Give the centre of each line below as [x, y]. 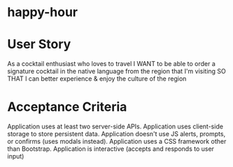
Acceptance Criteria [67, 107]
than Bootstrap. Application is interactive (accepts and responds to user [111, 149]
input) [16, 156]
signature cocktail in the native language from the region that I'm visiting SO [116, 72]
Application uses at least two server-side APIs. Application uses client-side [115, 126]
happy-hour [43, 12]
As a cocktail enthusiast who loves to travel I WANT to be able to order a [111, 64]
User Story [39, 45]
